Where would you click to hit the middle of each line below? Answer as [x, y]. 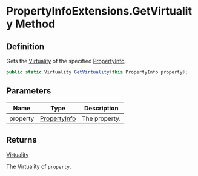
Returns [22, 140]
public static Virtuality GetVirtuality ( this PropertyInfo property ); [97, 72]
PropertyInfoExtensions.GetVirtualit [99, 11]
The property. [101, 118]
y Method [31, 24]
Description [101, 108]
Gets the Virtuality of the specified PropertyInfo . [66, 61]
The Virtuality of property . [39, 166]
